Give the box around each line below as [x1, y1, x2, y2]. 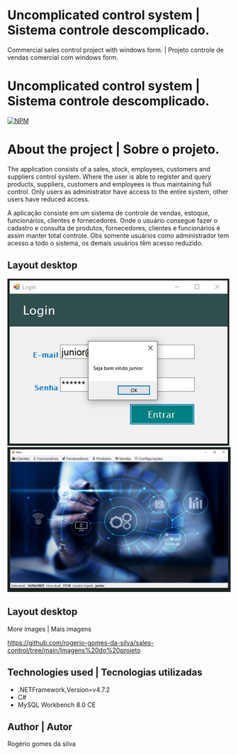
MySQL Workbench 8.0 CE [17, 700, 96, 709]
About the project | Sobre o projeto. [7, 142, 220, 157]
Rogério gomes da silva [7, 739, 76, 748]
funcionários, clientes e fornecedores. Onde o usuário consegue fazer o [7, 216, 218, 225]
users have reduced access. [7, 195, 90, 203]
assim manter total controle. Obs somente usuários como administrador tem [7, 231, 229, 240]
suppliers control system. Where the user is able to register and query [7, 172, 212, 181]
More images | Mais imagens [7, 625, 92, 633]
